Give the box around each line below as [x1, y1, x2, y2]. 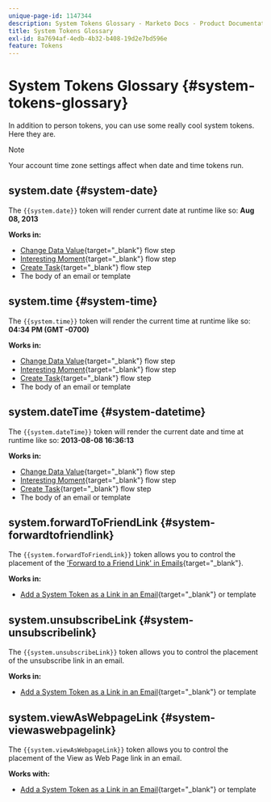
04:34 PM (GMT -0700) [8, 324, 90, 334]
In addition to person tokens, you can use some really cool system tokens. [8, 120, 255, 130]
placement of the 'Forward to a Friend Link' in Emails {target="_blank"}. [8, 559, 244, 568]
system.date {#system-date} [8, 184, 159, 198]
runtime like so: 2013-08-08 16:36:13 [8, 435, 135, 445]
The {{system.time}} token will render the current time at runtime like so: [8, 316, 251, 326]
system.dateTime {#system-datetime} [8, 405, 206, 419]
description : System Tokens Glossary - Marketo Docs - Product [8, 19, 226, 27]
